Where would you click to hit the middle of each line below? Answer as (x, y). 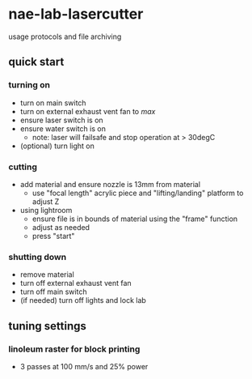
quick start (36, 62)
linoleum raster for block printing (74, 349)
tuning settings (48, 326)
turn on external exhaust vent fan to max (88, 111)
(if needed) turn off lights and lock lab (83, 300)
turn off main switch (53, 292)
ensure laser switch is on (61, 120)
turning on (29, 85)
